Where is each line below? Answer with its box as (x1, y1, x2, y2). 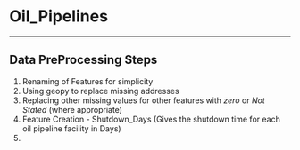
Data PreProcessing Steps (9, 52, 158, 67)
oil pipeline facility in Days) (21, 122, 122, 134)
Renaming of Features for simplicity (21, 75, 154, 86)
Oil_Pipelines (9, 6, 109, 27)
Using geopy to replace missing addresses (21, 85, 180, 96)
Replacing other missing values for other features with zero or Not (21, 95, 265, 106)
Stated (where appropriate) (21, 104, 123, 114)
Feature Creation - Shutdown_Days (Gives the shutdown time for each (21, 114, 281, 124)
